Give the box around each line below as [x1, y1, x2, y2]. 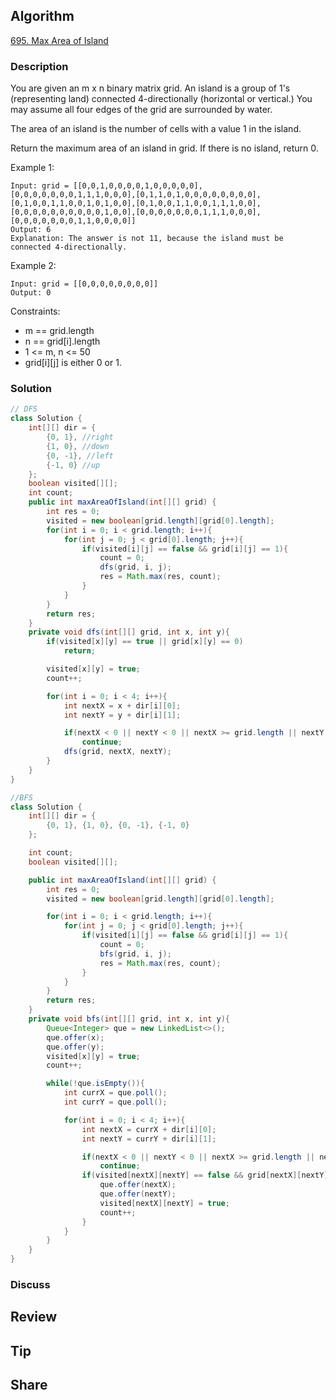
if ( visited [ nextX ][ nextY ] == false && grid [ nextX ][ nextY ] [81, 1170, 329, 1181]
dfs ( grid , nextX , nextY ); [63, 747, 172, 757]
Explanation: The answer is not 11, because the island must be [10, 234, 284, 244]
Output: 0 [10, 288, 52, 298]
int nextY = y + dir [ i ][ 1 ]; [63, 710, 182, 720]
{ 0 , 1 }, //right [46, 432, 114, 443]
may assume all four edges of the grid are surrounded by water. [10, 104, 273, 116]
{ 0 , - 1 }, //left [46, 450, 114, 461]
